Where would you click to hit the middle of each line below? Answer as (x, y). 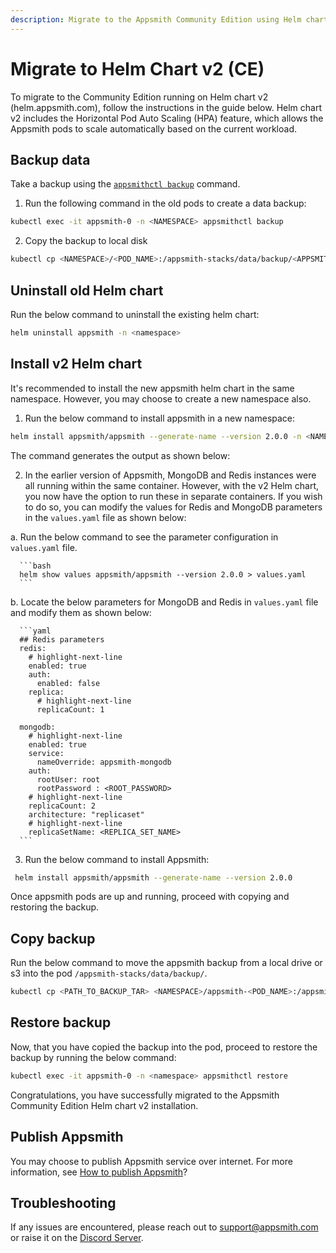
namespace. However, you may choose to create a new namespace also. (161, 398)
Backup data (50, 159)
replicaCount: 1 (70, 709)
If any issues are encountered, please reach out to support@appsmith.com (164, 1227)
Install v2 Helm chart (76, 364)
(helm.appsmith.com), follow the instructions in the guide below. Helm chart (166, 107)
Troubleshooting (63, 1202)
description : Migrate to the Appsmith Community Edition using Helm (156, 19)
